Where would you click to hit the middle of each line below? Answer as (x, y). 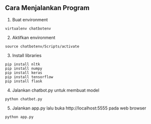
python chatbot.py (24, 99)
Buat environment (30, 19)
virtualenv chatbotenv (28, 29)
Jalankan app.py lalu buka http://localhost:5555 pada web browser (79, 108)
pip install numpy (24, 68)
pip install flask (24, 81)
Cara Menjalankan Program (47, 8)
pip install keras (24, 73)
